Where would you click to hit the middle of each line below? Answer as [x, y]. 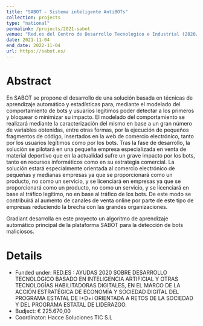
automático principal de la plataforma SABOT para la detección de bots [95, 225]
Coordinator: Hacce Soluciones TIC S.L [64, 317]
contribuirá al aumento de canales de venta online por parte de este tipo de [100, 200]
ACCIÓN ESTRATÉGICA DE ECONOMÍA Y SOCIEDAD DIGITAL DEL [97, 292]
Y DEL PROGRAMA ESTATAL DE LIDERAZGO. [71, 304]
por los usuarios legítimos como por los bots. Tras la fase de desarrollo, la [98, 142]
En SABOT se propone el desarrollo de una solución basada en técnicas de [100, 98]
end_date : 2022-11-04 [34, 46]
